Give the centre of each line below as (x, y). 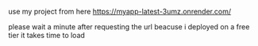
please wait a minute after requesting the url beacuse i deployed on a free (129, 27)
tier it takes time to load (47, 35)
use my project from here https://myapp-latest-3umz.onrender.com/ (120, 11)
